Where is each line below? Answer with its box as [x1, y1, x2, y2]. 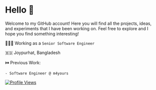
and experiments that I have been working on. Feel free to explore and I [5, 25, 149, 31]
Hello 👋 [5, 4, 34, 16]
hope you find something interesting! [5, 31, 79, 36]
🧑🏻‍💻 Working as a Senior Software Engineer [5, 40, 95, 46]
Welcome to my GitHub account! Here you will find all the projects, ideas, [5, 20, 152, 26]
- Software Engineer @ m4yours [5, 71, 69, 76]
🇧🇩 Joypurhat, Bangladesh [5, 50, 61, 55]
